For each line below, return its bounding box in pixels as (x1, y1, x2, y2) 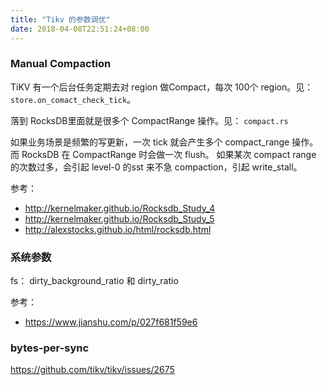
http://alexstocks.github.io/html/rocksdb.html (24, 223, 212, 235)
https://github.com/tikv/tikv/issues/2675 (10, 364, 175, 376)
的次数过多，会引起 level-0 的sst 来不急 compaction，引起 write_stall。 (10, 161, 303, 173)
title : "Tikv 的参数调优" (10, 14, 111, 25)
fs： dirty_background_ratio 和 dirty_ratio (10, 275, 179, 287)
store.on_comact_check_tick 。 (10, 93, 137, 105)
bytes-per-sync (10, 341, 90, 355)
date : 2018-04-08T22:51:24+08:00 (10, 24, 150, 34)
